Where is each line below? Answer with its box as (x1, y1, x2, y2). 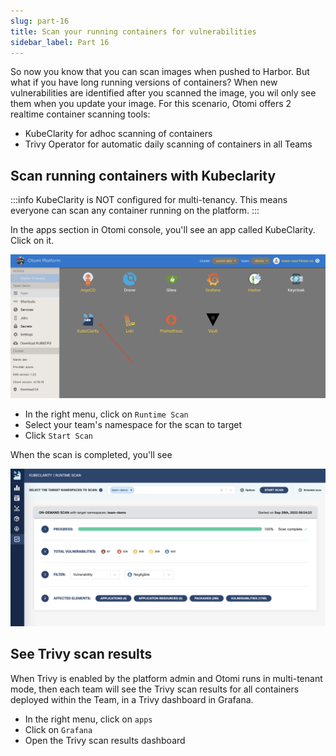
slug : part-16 (10, 16, 70, 26)
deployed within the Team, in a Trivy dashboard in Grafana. (10, 693, 254, 705)
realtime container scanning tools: (10, 108, 151, 120)
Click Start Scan (24, 430, 94, 442)
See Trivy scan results (10, 646, 153, 663)
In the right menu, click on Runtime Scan (24, 408, 189, 420)
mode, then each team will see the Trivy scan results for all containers (10, 683, 300, 695)
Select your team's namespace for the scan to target (24, 419, 243, 431)
